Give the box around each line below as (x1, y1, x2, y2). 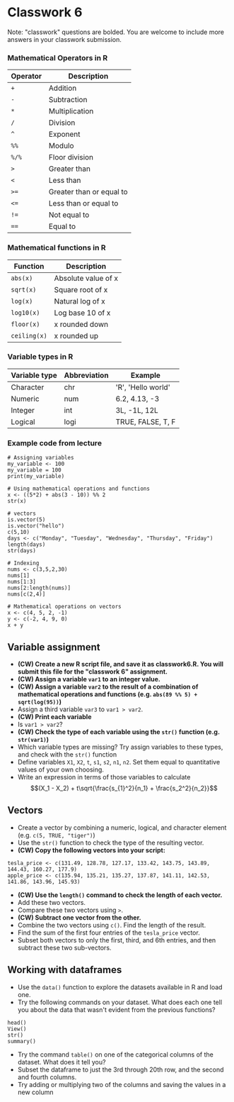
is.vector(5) (7, 516, 46, 523)
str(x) (7, 498, 27, 505)
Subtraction (48, 95, 88, 105)
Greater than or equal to (48, 187, 129, 197)
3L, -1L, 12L (115, 405, 159, 415)
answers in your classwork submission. (7, 35, 122, 43)
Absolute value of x (54, 273, 119, 283)
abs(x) (11, 274, 33, 282)
